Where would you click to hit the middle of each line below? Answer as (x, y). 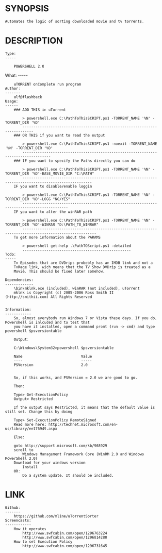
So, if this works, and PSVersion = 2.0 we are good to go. (76, 378)
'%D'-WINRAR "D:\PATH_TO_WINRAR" (65, 225)
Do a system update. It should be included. (68, 475)
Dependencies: (19, 280)
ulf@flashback (28, 97)
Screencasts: (18, 520)
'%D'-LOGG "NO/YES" (50, 199)
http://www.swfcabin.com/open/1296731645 (65, 546)
